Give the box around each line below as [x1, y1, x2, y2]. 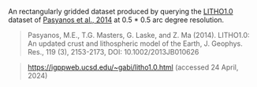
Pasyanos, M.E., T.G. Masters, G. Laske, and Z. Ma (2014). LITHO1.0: [27, 31, 250, 40]
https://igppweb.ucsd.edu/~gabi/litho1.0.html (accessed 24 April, [27, 62, 239, 72]
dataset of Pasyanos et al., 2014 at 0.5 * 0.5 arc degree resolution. [8, 15, 225, 25]
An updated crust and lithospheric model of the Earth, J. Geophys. [27, 39, 243, 48]
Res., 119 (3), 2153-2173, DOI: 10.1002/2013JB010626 [27, 47, 199, 56]
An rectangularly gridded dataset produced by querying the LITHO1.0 [8, 7, 234, 16]
